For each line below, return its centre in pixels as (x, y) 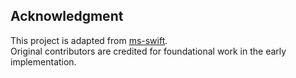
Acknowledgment (67, 16)
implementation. (43, 61)
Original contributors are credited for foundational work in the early (148, 51)
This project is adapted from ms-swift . (89, 40)
